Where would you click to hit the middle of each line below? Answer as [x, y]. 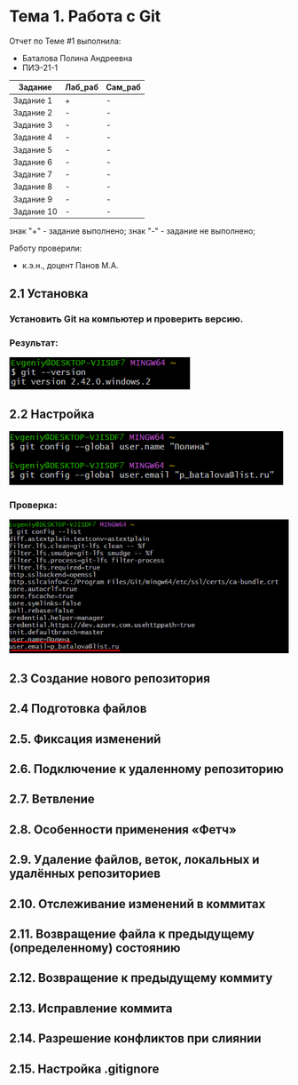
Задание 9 [33, 199]
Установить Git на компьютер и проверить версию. [126, 319]
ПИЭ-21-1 [40, 68]
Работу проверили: [46, 248]
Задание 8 [33, 187]
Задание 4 [33, 137]
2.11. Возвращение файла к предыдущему [132, 934]
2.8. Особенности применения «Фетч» [123, 830]
